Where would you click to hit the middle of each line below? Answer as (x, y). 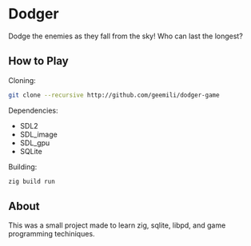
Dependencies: (33, 110)
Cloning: (22, 80)
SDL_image (38, 134)
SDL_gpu (35, 143)
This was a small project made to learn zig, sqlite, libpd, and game (117, 225)
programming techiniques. (52, 234)
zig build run (32, 181)
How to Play (39, 61)
